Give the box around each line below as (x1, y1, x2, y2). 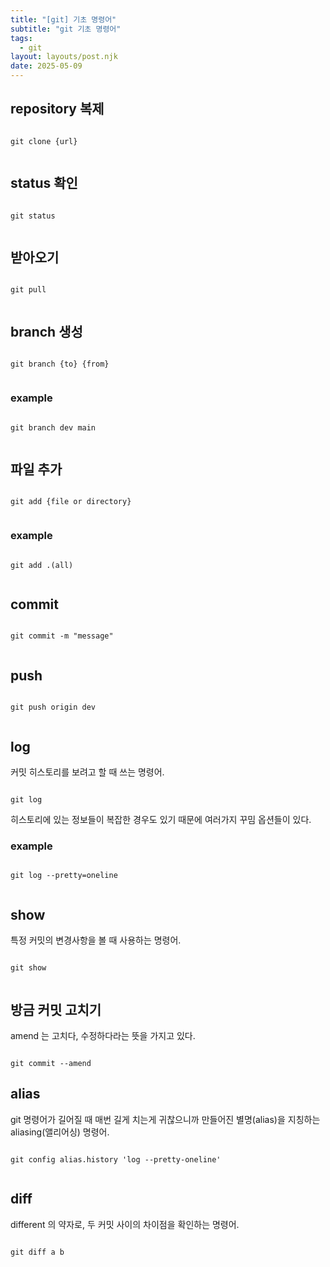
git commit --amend (10, 1059, 92, 1069)
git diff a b (10, 1247, 65, 1257)
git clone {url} (10, 136, 78, 146)
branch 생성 (10, 323, 83, 340)
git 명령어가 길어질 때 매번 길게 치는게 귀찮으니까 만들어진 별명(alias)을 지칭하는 (10, 1113, 321, 1125)
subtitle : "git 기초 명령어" (10, 24, 122, 34)
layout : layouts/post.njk (10, 52, 118, 62)
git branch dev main (10, 422, 97, 433)
